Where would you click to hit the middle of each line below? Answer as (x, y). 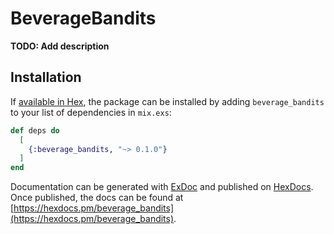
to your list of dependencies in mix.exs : (91, 112)
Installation (46, 77)
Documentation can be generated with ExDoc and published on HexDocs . (162, 187)
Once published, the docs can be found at (97, 198)
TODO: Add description (60, 46)
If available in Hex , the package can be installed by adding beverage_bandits (167, 101)
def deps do (35, 130)
